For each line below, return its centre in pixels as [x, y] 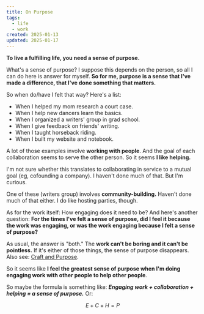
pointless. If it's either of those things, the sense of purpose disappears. [98, 250]
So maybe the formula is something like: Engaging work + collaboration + [100, 287]
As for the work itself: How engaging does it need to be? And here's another [102, 212]
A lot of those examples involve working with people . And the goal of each [101, 151]
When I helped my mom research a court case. [74, 107]
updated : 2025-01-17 [33, 40]
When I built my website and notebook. [64, 139]
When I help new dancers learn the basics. [69, 113]
